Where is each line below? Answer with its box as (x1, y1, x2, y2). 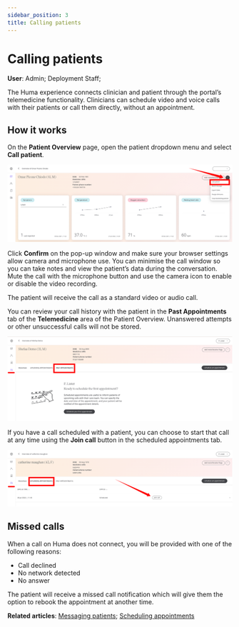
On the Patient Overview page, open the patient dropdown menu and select (7, 143, 232, 151)
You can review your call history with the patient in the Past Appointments (7, 307, 227, 316)
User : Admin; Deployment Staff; (7, 74, 101, 83)
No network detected (17, 568, 81, 577)
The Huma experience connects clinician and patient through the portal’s (7, 88, 222, 96)
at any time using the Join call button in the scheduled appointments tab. (7, 436, 223, 444)
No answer (17, 576, 50, 585)
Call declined (17, 561, 57, 569)
